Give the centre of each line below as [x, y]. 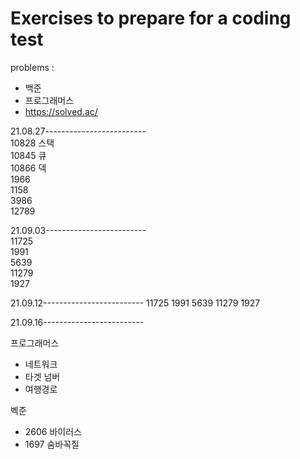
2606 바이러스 [53, 431]
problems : [32, 67]
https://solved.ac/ [61, 111]
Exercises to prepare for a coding [151, 18]
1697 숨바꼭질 [52, 444]
